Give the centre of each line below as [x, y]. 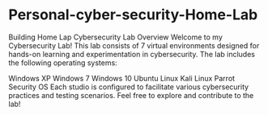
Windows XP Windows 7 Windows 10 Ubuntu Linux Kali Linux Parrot [122, 78]
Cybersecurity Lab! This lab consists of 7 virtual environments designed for [134, 45]
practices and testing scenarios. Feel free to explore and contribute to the [131, 95]
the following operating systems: [63, 63]
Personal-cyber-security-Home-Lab [133, 15]
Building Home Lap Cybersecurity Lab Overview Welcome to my [115, 37]
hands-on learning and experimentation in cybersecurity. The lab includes [132, 54]
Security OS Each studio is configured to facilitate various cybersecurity [129, 87]
